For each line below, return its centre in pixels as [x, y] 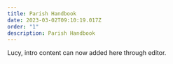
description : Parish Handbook [51, 33]
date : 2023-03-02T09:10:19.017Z [54, 20]
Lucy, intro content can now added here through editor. [87, 53]
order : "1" [23, 26]
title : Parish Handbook [42, 14]
